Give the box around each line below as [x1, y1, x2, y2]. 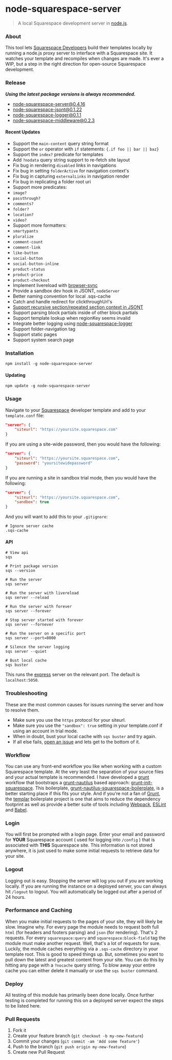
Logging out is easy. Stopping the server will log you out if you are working [5, 877, 163, 883]
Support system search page [12, 337, 74, 343]
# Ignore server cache [5, 524, 54, 529]
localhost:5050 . [5, 677, 39, 683]
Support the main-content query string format [12, 140, 109, 146]
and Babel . [5, 806, 28, 813]
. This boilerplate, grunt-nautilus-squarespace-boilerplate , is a [32, 785, 164, 791]
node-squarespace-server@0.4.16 [12, 101, 85, 107]
